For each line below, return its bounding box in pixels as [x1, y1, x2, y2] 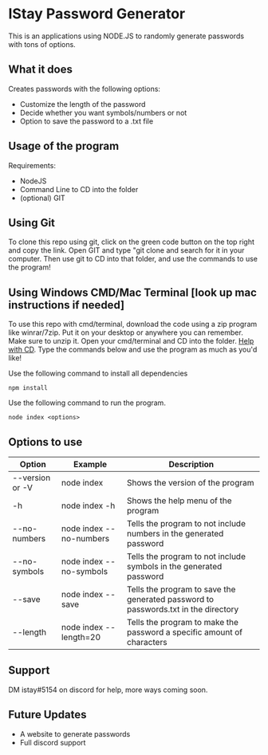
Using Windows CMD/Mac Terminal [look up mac [8, 285, 258, 299]
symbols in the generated [126, 561, 223, 572]
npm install [8, 384, 48, 392]
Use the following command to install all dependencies [8, 368, 188, 379]
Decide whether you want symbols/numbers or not [19, 108, 187, 117]
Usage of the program [8, 140, 120, 153]
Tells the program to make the [126, 617, 239, 627]
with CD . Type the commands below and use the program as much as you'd [8, 344, 258, 355]
